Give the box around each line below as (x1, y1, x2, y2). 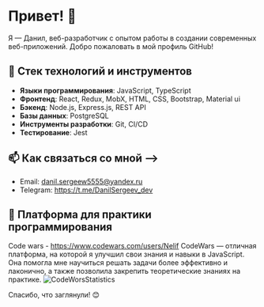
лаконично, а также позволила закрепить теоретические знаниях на (8, 267, 241, 276)
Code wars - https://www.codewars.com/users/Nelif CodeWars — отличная (8, 241, 257, 251)
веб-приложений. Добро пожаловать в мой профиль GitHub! (8, 41, 214, 51)
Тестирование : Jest (19, 127, 89, 137)
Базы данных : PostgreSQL (19, 111, 109, 120)
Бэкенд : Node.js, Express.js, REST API (19, 102, 146, 112)
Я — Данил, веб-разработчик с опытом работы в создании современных (8, 33, 257, 43)
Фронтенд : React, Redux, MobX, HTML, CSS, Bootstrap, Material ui (19, 94, 241, 104)
